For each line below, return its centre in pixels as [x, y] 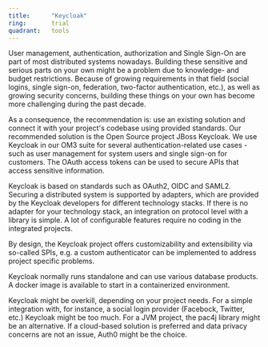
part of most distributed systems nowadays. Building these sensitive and [128, 62]
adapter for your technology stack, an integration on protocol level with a [128, 212]
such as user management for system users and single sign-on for [118, 154]
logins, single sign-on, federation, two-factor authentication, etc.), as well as [134, 87]
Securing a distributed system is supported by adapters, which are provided [134, 195]
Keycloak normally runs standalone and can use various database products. [133, 277]
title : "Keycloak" [48, 16]
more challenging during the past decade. [77, 104]
